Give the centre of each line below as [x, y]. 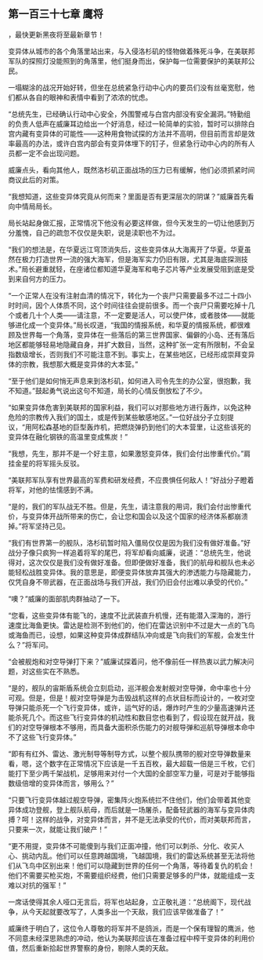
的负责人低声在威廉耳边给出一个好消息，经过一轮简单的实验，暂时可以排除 [128, 123]
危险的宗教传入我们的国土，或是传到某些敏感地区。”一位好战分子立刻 [118, 417]
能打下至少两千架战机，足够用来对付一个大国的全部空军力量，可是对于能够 [128, 773]
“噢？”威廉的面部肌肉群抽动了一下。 [66, 598]
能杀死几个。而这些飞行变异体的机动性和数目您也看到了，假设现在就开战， [128, 717]
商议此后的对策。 [36, 180]
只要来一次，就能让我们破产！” [58, 829]
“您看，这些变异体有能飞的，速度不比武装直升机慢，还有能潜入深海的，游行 [130, 615]
